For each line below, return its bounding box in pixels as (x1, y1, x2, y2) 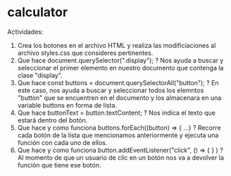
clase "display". (17, 71, 63, 80)
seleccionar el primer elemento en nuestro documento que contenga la (17, 63, 224, 72)
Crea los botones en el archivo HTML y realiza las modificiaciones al (17, 41, 216, 49)
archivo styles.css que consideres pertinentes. (17, 49, 154, 57)
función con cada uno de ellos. (17, 138, 108, 146)
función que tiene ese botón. (17, 161, 101, 169)
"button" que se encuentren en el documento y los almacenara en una (17, 93, 222, 102)
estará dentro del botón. (17, 115, 88, 124)
